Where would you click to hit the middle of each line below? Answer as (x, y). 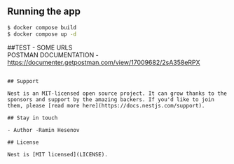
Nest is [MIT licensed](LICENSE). (58, 154)
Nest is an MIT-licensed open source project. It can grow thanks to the (117, 94)
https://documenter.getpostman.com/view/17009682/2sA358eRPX (104, 62)
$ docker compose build (42, 27)
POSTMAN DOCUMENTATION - (53, 54)
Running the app (44, 12)
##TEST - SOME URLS (40, 47)
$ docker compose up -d (42, 34)
